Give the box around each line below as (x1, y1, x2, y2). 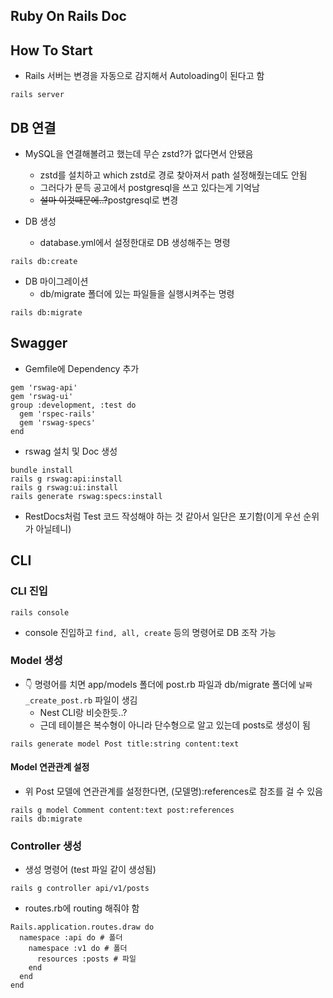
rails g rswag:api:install (10, 474, 123, 484)
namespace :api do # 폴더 (19, 933, 123, 943)
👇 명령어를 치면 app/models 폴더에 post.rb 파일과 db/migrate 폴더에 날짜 (24, 678, 313, 690)
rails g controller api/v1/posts (10, 884, 150, 894)
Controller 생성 (10, 839, 82, 853)
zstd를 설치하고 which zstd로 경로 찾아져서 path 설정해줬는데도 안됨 (39, 169, 308, 181)
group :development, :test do (10, 400, 137, 410)
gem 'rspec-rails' (19, 409, 97, 419)
